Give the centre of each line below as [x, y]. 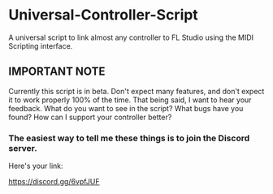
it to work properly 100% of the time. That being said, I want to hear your [130, 100]
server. [23, 148]
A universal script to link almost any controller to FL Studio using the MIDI [131, 37]
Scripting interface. [41, 45]
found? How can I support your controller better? [90, 117]
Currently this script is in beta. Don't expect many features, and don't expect [136, 91]
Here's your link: [36, 166]
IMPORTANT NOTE [57, 72]
